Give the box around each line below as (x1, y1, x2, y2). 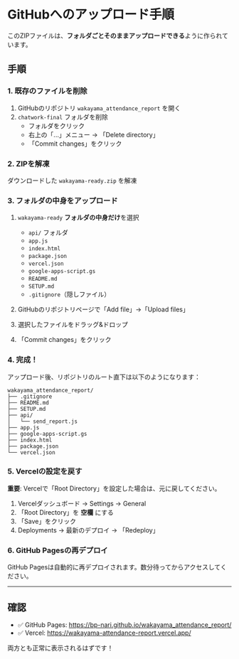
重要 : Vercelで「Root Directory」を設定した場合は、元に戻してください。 (7, 484, 221, 493)
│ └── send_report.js (7, 417, 78, 425)
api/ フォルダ (28, 228, 69, 237)
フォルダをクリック (28, 122, 85, 130)
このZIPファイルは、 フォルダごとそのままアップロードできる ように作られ (7, 31, 223, 40)
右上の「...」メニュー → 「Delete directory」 (28, 130, 159, 139)
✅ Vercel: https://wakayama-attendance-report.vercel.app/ (17, 628, 191, 637)
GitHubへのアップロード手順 (7, 6, 174, 23)
